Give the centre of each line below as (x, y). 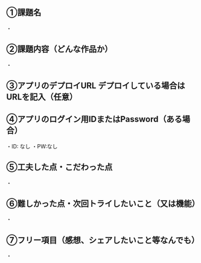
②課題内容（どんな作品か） (59, 49)
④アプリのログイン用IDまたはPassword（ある (94, 119)
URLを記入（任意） (42, 97)
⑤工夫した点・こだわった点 (59, 167)
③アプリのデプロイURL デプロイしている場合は (96, 86)
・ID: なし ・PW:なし (32, 146)
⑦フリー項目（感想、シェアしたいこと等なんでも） (103, 240)
